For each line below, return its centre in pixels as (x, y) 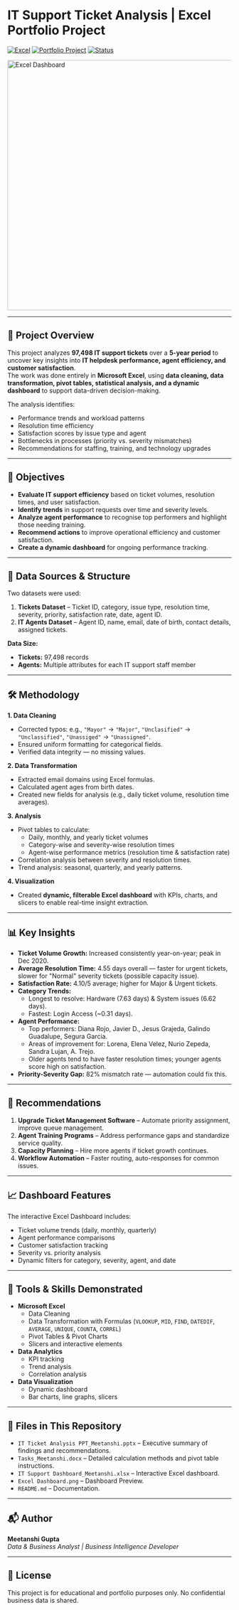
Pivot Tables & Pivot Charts (68, 1336)
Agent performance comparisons (66, 1237)
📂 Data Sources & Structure (69, 576)
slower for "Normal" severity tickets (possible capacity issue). (108, 976)
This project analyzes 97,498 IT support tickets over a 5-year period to (113, 353)
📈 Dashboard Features (59, 1196)
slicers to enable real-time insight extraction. (83, 902)
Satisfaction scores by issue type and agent (82, 433)
